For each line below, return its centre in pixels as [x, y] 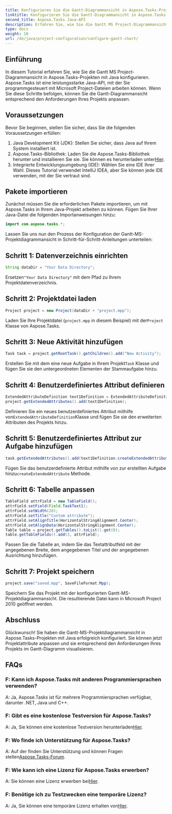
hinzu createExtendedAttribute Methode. [48, 473]
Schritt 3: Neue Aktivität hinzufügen [64, 342]
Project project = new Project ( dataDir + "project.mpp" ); [68, 311]
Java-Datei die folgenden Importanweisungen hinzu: [61, 215]
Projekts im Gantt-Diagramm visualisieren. [50, 648]
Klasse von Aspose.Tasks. [33, 325]
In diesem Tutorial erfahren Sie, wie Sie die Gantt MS [61, 72]
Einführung [24, 59]
